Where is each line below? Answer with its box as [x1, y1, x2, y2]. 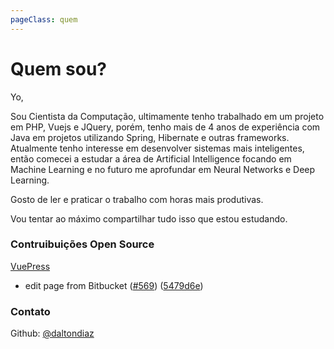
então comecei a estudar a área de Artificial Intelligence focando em [10, 152, 292, 165]
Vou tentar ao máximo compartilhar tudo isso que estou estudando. [10, 212, 288, 225]
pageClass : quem [10, 14, 78, 25]
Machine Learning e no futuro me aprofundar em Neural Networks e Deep [10, 163, 316, 175]
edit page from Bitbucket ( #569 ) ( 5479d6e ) [24, 279, 204, 291]
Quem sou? [10, 57, 107, 80]
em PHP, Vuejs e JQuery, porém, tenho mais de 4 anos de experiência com [10, 121, 321, 133]
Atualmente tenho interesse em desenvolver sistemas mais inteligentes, [10, 142, 305, 154]
